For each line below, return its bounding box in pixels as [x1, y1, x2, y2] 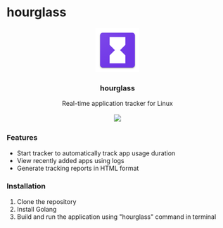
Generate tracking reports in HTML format [16, 164, 139, 172]
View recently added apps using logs [16, 156, 125, 164]
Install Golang [16, 205, 57, 213]
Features [6, 133, 38, 143]
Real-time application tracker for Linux [62, 100, 173, 108]
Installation [6, 181, 46, 191]
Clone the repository [16, 197, 77, 205]
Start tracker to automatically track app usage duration [16, 149, 176, 157]
